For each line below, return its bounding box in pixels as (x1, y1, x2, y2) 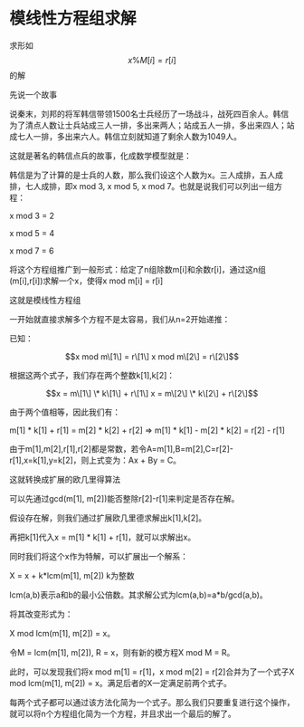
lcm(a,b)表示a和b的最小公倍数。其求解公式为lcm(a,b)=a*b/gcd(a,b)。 (9, 589, 269, 600)
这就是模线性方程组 (9, 294, 81, 305)
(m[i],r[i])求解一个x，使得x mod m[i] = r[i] (9, 275, 164, 286)
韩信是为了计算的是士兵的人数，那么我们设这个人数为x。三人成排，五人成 (9, 169, 283, 180)
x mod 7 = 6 (9, 245, 54, 256)
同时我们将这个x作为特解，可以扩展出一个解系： (9, 550, 188, 561)
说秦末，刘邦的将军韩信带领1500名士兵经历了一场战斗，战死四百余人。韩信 (9, 108, 290, 119)
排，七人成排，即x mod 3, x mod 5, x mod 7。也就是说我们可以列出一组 (9, 180, 275, 191)
